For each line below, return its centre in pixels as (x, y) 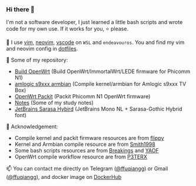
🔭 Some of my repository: (37, 60)
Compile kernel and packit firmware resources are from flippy (89, 138)
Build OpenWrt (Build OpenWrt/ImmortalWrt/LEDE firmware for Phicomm (102, 72)
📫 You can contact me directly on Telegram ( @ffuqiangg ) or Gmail (87, 169)
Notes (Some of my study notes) (54, 103)
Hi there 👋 (21, 9)
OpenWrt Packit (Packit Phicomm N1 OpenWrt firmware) (82, 97)
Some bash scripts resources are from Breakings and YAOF (87, 151)
